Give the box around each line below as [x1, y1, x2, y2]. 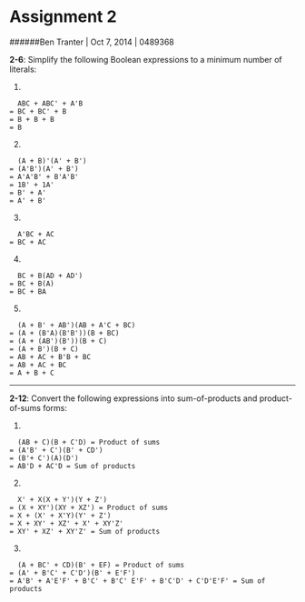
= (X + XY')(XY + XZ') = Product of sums [9, 503, 169, 512]
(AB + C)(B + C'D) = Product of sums [17, 437, 161, 446]
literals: [9, 64, 37, 75]
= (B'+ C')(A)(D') [9, 453, 79, 463]
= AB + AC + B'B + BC [9, 352, 92, 361]
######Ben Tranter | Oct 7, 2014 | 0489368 [9, 36, 174, 47]
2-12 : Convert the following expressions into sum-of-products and [9, 393, 258, 404]
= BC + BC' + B [9, 106, 67, 115]
